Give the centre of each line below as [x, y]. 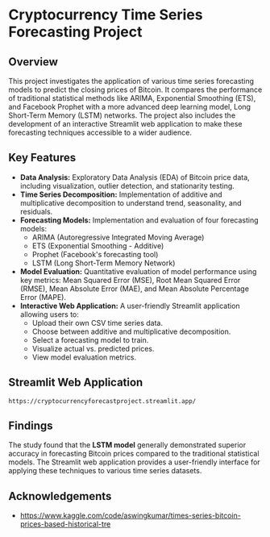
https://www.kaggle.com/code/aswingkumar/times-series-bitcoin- [131, 516]
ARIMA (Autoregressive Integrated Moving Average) [118, 237]
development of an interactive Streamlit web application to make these [125, 124]
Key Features [42, 158]
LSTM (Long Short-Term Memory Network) [104, 263]
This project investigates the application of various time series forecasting [131, 81]
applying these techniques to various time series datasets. [105, 471]
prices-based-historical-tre [65, 524]
